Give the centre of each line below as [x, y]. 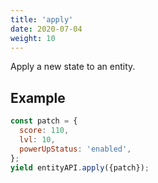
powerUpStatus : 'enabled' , [75, 149]
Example [38, 97]
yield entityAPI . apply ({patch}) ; [80, 167]
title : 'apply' [42, 19]
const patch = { [44, 121]
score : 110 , [44, 131]
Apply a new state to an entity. [73, 67]
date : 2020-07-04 [46, 29]
